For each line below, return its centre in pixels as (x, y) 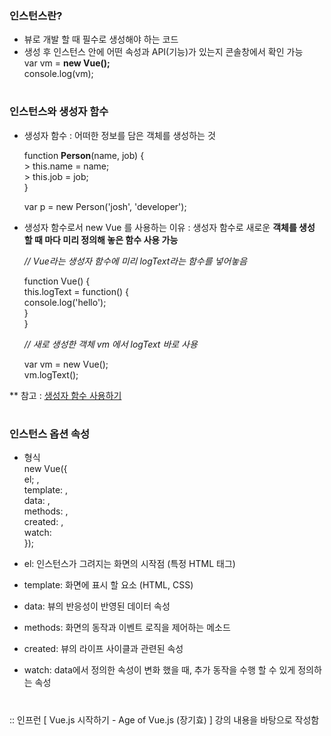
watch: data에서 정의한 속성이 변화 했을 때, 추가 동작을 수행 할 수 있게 (159, 670)
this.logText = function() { (76, 291)
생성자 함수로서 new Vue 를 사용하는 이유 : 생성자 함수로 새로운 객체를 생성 (169, 227)
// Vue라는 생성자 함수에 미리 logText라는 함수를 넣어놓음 (135, 261)
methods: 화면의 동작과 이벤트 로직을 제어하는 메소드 (127, 628)
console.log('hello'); (65, 302)
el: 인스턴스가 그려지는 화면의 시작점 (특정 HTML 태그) (129, 564)
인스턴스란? (36, 15)
